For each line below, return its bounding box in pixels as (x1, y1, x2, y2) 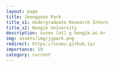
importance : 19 (6, 47, 43, 52)
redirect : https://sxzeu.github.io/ (6, 41, 95, 47)
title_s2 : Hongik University (6, 24, 77, 31)
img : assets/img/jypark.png (6, 36, 75, 41)
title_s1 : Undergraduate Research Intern (6, 19, 109, 25)
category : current (6, 52, 51, 58)
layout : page (6, 8, 38, 15)
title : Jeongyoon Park (6, 14, 61, 20)
